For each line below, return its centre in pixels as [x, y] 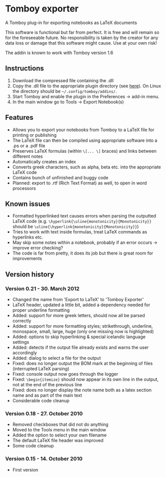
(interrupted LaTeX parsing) [41, 369]
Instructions [24, 68]
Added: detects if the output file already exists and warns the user [80, 347]
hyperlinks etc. [28, 237]
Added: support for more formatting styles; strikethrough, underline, [82, 326]
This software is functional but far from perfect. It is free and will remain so [82, 32]
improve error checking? [38, 248]
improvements [27, 259]
